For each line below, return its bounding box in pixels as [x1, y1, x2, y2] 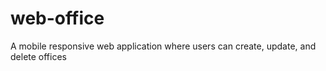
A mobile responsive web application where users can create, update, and [10, 40, 317, 52]
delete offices [10, 50, 67, 62]
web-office [10, 7, 105, 30]
